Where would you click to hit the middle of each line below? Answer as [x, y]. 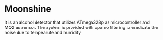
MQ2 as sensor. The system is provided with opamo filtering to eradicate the [81, 27]
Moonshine [28, 9]
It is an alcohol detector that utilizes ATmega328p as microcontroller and [77, 22]
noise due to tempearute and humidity [43, 32]
